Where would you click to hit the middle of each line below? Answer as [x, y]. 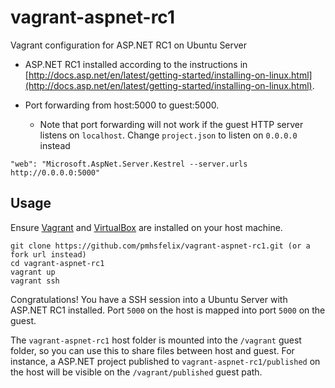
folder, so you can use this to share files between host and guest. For [152, 350]
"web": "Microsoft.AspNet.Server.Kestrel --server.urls [129, 164]
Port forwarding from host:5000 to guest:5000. [122, 105]
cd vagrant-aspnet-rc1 [57, 263]
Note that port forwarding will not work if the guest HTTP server [171, 124]
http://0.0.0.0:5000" [55, 172]
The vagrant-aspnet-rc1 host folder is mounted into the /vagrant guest [156, 340]
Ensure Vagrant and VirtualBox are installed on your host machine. [146, 227]
